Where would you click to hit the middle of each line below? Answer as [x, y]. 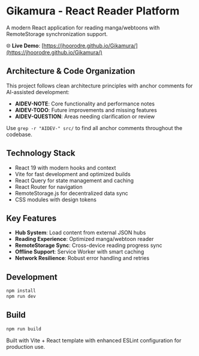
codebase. [19, 134]
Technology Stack [41, 153]
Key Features [31, 218]
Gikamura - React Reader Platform [93, 11]
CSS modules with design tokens [56, 200]
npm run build [24, 329]
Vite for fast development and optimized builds [73, 174]
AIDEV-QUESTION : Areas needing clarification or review [85, 116]
